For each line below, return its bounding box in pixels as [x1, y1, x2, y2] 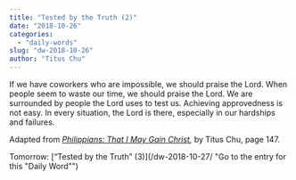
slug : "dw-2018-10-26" [9, 46, 94, 55]
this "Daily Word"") [9, 161, 78, 171]
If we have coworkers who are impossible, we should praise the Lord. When [9, 79, 288, 89]
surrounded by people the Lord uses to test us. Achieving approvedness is [9, 98, 284, 108]
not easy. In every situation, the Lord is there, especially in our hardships [9, 108, 276, 118]
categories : [9, 29, 53, 38]
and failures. [9, 117, 55, 127]
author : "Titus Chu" [9, 54, 86, 63]
